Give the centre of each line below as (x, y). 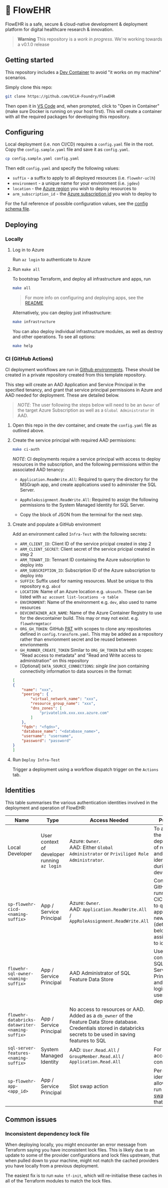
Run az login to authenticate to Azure (51, 259)
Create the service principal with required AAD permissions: (74, 440)
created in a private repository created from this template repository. (76, 375)
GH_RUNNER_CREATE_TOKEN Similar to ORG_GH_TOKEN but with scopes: (86, 650)
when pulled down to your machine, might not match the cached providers (82, 1160)
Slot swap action (89, 1086)
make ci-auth (26, 449)
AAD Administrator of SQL (100, 973)
